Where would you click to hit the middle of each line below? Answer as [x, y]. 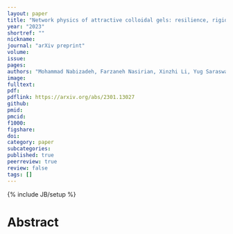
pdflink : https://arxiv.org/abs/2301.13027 [71, 98]
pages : [17, 65]
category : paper [31, 143]
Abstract [33, 222]
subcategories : [29, 149]
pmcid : [17, 116]
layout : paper [28, 13]
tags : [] [20, 174]
